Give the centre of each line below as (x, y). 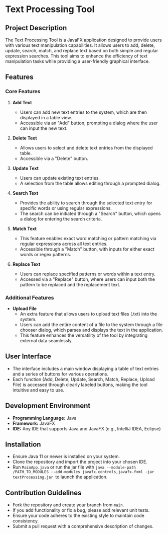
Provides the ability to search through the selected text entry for (86, 203)
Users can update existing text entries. (60, 178)
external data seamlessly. (46, 340)
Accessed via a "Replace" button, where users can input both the (88, 279)
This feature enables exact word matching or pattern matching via (88, 238)
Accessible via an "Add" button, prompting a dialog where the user (89, 123)
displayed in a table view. (46, 117)
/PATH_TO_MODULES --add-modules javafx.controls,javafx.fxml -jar (83, 472)
